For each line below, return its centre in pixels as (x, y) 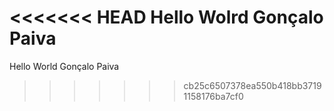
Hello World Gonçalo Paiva (64, 66)
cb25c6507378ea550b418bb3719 (252, 85)
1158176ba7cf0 (213, 96)
